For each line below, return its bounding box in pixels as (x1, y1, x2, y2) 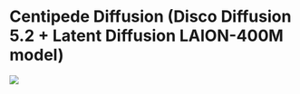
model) (9, 45, 64, 65)
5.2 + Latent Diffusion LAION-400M (9, 25, 284, 46)
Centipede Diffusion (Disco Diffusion (9, 6, 292, 27)
